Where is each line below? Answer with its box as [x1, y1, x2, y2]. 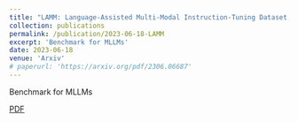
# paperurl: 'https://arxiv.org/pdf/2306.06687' [9, 63, 192, 72]
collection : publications [9, 21, 105, 30]
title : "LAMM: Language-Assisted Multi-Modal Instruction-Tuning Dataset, [9, 12, 292, 22]
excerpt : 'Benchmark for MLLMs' [9, 37, 129, 47]
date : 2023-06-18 [9, 46, 74, 55]
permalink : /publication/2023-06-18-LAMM [9, 29, 165, 38]
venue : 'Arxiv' [9, 54, 66, 63]
